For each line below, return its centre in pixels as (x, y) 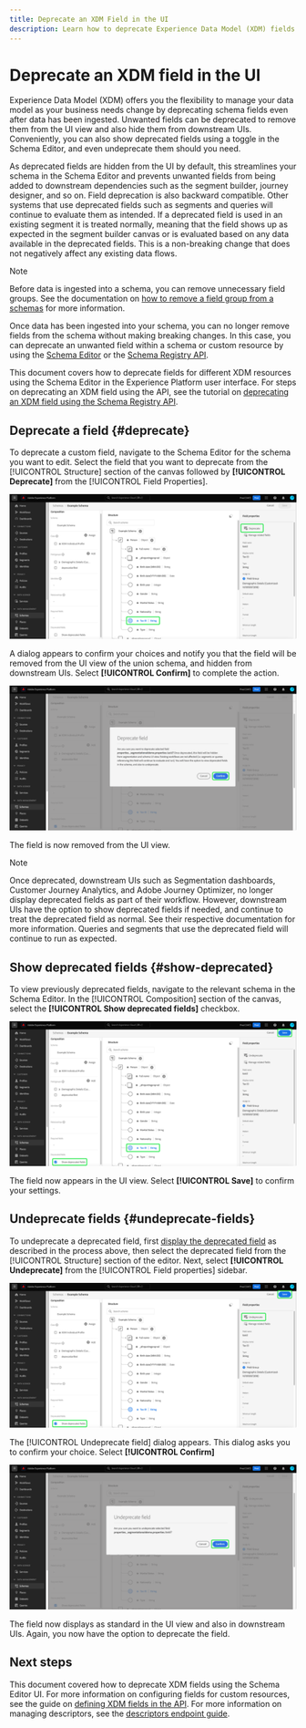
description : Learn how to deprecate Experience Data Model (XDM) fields (153, 29)
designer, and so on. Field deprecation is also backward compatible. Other (149, 195)
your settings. (35, 1190)
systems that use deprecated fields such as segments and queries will (141, 205)
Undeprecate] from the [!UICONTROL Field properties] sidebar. (128, 1270)
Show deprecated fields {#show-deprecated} (142, 967)
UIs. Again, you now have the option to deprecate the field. (120, 1633)
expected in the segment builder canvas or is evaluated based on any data (149, 234)
